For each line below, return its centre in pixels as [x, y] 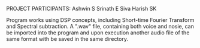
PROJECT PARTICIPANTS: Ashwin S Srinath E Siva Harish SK [81, 9]
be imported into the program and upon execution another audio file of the [98, 33]
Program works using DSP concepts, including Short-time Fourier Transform [100, 20]
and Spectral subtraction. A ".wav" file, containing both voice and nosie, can [100, 26]
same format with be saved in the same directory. [67, 39]
